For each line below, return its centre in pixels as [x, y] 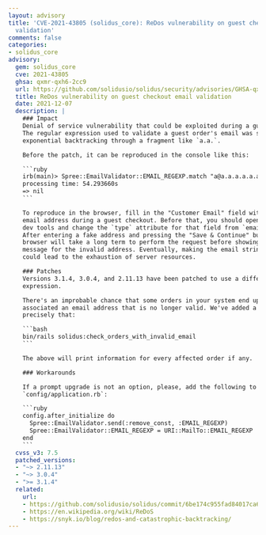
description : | [40, 112]
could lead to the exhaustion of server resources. [109, 257]
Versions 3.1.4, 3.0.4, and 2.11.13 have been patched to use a [131, 279]
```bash [35, 329]
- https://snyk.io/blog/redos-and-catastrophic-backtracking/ [127, 519]
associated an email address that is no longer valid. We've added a [140, 308]
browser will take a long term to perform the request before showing [141, 242]
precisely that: [49, 315]
